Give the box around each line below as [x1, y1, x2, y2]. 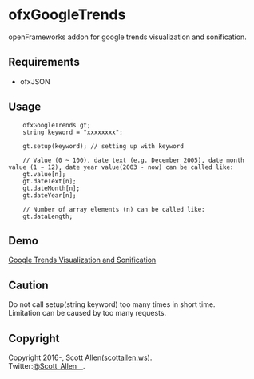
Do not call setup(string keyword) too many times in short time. [8, 300, 216, 309]
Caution [8, 278, 50, 292]
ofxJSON [19, 76, 50, 86]
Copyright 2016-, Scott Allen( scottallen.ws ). [8, 353, 153, 362]
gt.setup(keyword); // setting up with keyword [22, 142, 184, 150]
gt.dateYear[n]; [22, 191, 77, 200]
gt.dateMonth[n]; [22, 184, 81, 192]
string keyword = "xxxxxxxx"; [22, 128, 124, 136]
